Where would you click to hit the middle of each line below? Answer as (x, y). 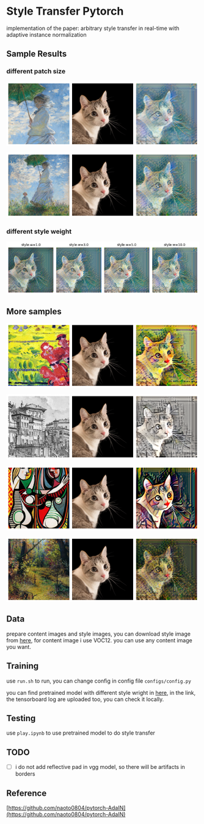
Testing (21, 718)
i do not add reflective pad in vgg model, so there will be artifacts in (100, 767)
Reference (27, 793)
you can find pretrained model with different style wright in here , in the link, (101, 692)
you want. (19, 647)
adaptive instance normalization (46, 34)
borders (25, 774)
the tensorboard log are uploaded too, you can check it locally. (85, 699)
